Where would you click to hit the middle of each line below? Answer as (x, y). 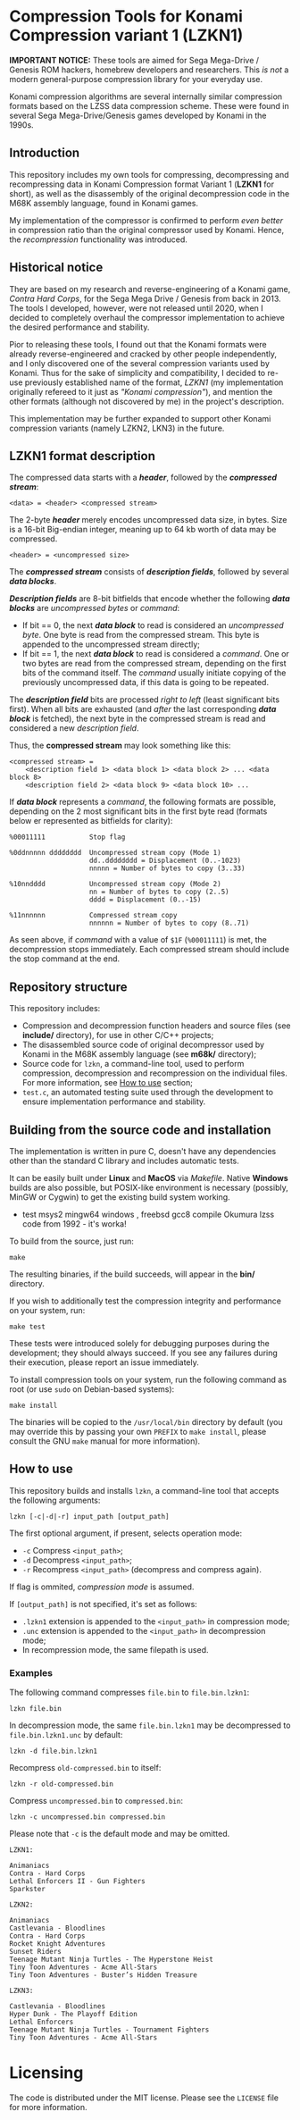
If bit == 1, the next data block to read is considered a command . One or (156, 654)
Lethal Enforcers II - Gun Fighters (77, 1881)
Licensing (46, 2073)
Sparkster (28, 1890)
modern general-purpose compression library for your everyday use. (136, 79)
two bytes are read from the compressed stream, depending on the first (154, 664)
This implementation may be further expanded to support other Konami (140, 418)
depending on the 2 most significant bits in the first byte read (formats (138, 811)
